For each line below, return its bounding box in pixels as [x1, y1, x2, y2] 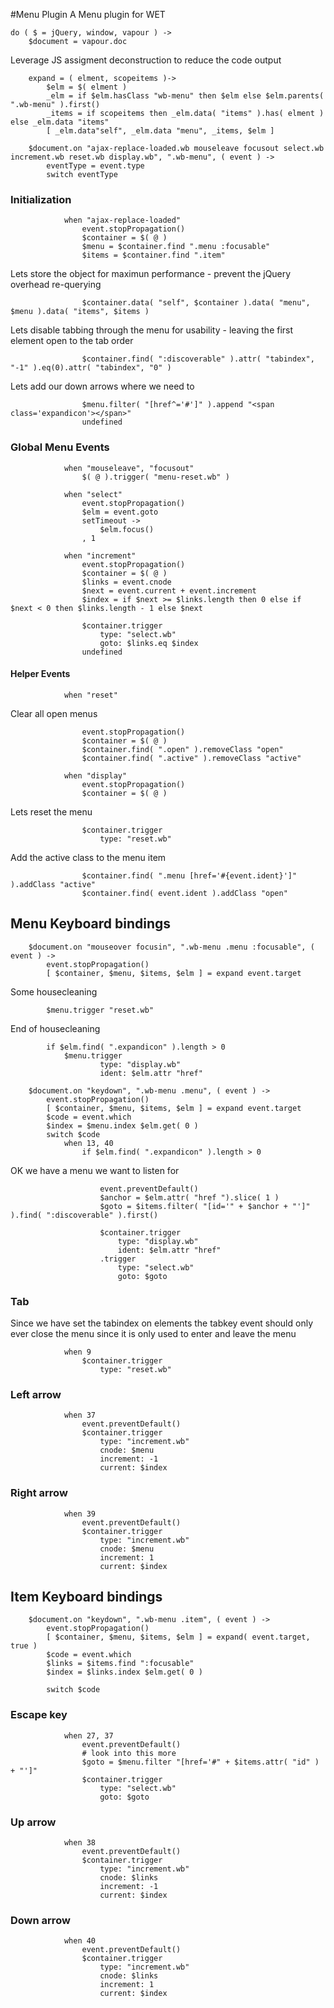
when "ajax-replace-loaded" [63, 215, 182, 226]
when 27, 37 [63, 1730, 114, 1741]
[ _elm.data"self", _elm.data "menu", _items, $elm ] [46, 126, 275, 136]
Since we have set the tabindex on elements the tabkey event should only [10, 1317, 314, 1329]
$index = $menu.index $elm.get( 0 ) [46, 1120, 199, 1131]
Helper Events [10, 668, 71, 680]
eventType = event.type [46, 161, 145, 171]
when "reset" [63, 690, 118, 700]
